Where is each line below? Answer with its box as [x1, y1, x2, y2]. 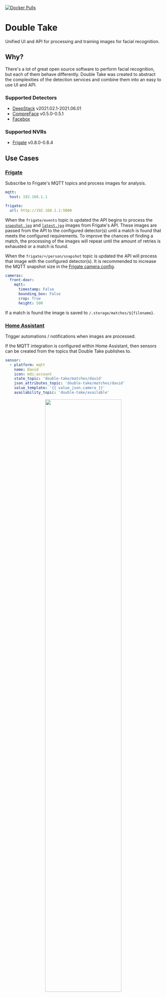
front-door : [9, 278, 35, 283]
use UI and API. [5, 82, 37, 88]
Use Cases [5, 154, 39, 162]
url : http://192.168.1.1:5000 [9, 208, 72, 213]
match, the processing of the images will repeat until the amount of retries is [5, 238, 161, 244]
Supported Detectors [5, 94, 57, 101]
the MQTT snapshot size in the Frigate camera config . [5, 263, 115, 269]
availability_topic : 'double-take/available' [14, 390, 110, 395]
